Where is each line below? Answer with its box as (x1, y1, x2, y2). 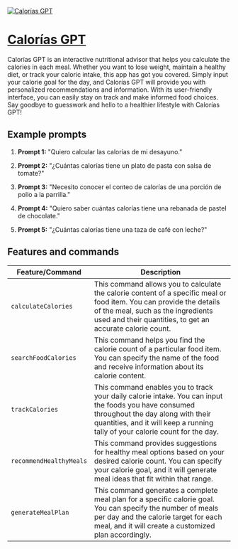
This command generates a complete (93, 485, 218, 495)
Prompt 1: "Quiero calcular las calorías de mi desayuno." (17, 147, 183, 156)
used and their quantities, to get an (93, 314, 210, 324)
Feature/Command (16, 267, 81, 277)
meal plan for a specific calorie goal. (93, 494, 215, 504)
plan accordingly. (93, 530, 152, 540)
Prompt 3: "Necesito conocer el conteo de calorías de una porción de (17, 182, 222, 191)
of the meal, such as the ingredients (93, 306, 214, 316)
